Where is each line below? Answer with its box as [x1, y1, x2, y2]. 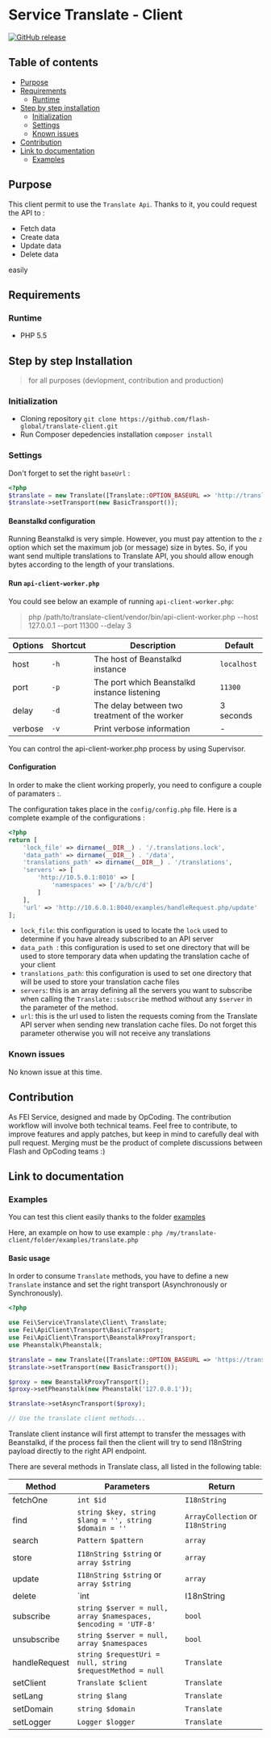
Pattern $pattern [77, 1536, 144, 1545]
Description [130, 639, 176, 651]
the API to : [8, 207, 46, 217]
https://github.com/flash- [119, 416, 211, 424]
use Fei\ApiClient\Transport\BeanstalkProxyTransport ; [8, 1334, 197, 1342]
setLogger [12, 1717, 52, 1728]
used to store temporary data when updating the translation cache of [19, 951, 250, 961]
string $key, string [77, 1508, 156, 1517]
